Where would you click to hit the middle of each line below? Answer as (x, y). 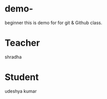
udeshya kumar (21, 91)
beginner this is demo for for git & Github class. (54, 23)
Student (22, 77)
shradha (13, 57)
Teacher (22, 43)
